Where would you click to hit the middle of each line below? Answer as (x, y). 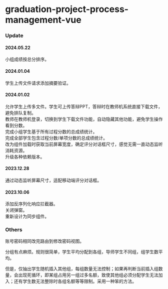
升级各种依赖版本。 (25, 157)
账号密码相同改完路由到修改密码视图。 (44, 241)
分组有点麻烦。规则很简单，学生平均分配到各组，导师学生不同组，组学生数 (82, 252)
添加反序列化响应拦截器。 (31, 204)
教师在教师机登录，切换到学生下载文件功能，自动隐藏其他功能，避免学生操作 (84, 119)
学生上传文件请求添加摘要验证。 (38, 83)
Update (14, 36)
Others (14, 230)
